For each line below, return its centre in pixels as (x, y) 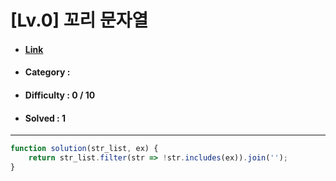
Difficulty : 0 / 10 (60, 95)
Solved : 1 (45, 118)
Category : (47, 72)
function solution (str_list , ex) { (84, 149)
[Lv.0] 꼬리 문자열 (79, 20)
